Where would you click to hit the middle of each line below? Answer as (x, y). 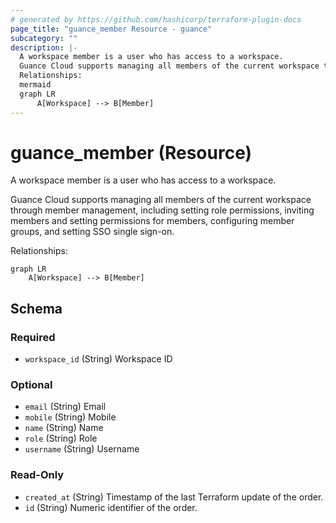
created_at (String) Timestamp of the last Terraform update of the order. (174, 497)
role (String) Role (61, 438)
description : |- (44, 47)
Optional (31, 385)
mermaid (35, 85)
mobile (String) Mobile (70, 417)
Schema (36, 308)
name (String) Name (64, 428)
